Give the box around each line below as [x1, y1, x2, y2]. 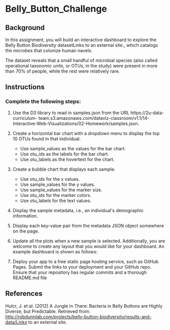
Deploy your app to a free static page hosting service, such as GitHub [12, 258, 159, 265]
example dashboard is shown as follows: [12, 248, 98, 254]
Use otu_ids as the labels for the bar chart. [20, 151, 109, 157]
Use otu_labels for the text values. [20, 197, 91, 204]
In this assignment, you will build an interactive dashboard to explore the [5, 37, 157, 43]
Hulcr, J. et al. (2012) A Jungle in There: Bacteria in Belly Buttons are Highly [5, 303, 163, 309]
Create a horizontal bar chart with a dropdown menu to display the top [12, 130, 160, 136]
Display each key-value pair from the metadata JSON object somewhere [12, 222, 164, 228]
